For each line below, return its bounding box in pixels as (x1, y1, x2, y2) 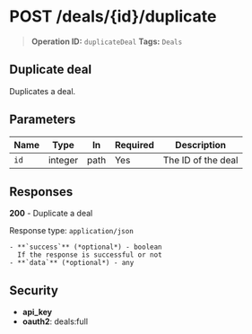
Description (174, 138, 227, 151)
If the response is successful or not (17, 250, 163, 259)
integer (48, 154, 79, 166)
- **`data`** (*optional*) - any (9, 259, 135, 268)
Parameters (9, 112, 76, 127)
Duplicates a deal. (9, 85, 76, 96)
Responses (9, 184, 74, 199)
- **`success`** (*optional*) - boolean (9, 242, 163, 252)
